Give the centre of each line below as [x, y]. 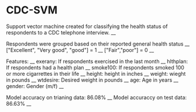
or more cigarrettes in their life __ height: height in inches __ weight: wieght [96, 73]
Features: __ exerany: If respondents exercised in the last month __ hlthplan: [97, 61]
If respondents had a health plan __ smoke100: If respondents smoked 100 [95, 67]
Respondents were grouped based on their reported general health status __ [98, 44]
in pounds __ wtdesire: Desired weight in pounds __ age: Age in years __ [92, 80]
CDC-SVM [32, 10]
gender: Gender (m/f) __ [35, 86]
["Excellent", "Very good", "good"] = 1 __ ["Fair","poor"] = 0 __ [80, 50]
